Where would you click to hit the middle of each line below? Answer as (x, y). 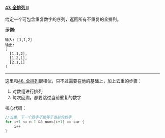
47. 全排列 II (17, 7)
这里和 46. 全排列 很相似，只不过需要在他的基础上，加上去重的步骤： (74, 81)
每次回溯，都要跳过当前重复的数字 (47, 98)
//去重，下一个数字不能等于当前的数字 (39, 117)
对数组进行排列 (27, 91)
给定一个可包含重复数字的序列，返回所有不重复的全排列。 (63, 19)
